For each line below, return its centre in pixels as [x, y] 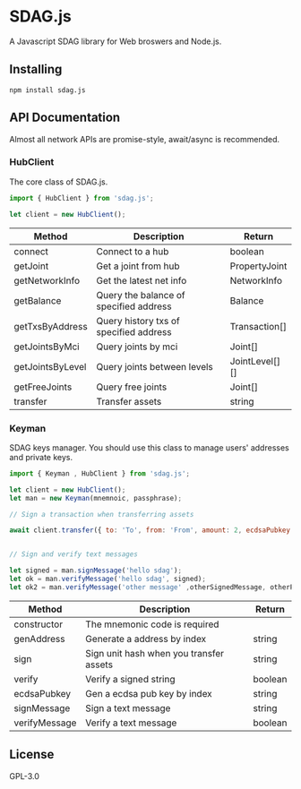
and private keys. [41, 457]
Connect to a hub [133, 251]
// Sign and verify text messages [74, 554]
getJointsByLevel [50, 366]
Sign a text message [128, 708]
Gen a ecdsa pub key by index [148, 693]
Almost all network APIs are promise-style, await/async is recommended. [145, 139]
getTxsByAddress [51, 326]
